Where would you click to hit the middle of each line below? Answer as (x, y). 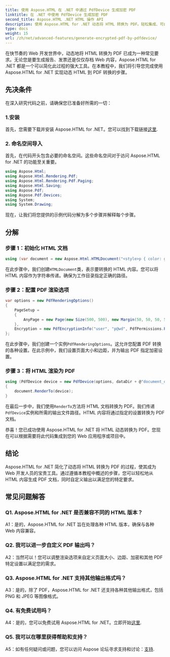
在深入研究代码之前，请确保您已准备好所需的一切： (58, 103)
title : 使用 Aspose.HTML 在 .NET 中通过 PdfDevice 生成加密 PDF (71, 10)
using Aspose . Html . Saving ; (34, 185)
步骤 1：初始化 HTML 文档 (37, 248)
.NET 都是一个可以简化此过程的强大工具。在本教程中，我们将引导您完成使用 (84, 66)
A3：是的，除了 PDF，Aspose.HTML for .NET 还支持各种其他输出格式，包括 (84, 590)
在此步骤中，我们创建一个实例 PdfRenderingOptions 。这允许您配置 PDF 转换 (83, 344)
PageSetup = (27, 310)
